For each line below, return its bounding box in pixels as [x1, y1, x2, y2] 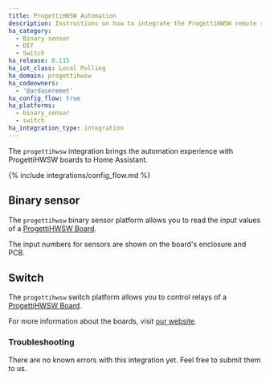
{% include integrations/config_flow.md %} [8, 170, 151, 180]
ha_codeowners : [8, 79, 59, 87]
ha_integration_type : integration [8, 124, 125, 132]
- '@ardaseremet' [15, 86, 74, 95]
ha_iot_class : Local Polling [8, 64, 106, 72]
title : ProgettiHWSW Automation [8, 11, 117, 20]
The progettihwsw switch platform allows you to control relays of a [8, 292, 227, 302]
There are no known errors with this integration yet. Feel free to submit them [8, 355, 261, 365]
